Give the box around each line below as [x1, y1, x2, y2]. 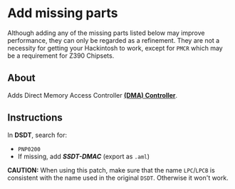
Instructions [7, 112, 63, 124]
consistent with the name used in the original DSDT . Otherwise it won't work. [7, 173, 229, 182]
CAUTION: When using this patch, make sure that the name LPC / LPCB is [7, 165, 215, 174]
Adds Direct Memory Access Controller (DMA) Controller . [7, 91, 178, 99]
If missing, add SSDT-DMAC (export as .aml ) [17, 152, 150, 160]
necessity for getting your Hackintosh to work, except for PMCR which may [7, 44, 223, 52]
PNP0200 [17, 145, 41, 153]
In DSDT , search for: [7, 131, 68, 139]
